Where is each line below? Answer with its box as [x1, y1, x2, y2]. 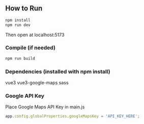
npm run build [5, 56, 36, 61]
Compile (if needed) [5, 44, 56, 52]
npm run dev [5, 22, 31, 28]
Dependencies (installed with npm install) [5, 68, 110, 75]
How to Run [5, 4, 43, 13]
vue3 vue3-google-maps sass [5, 80, 69, 86]
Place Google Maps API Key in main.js [5, 104, 85, 110]
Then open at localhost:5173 [5, 32, 65, 38]
